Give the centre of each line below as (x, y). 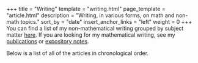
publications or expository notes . (48, 41)
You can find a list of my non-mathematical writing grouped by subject (95, 28)
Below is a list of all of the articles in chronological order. (77, 53)
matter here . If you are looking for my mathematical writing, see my (91, 35)
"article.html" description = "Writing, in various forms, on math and (90, 15)
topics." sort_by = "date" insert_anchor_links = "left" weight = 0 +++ (106, 22)
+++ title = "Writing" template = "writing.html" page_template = (86, 9)
